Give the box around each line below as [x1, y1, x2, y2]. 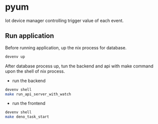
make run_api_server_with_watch [5, 92, 71, 97]
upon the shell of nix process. [5, 68, 65, 74]
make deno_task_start [5, 114, 50, 120]
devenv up [5, 54, 26, 59]
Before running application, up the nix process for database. [5, 44, 127, 50]
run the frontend [12, 101, 46, 106]
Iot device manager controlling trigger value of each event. [5, 18, 124, 23]
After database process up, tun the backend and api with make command [5, 63, 154, 69]
